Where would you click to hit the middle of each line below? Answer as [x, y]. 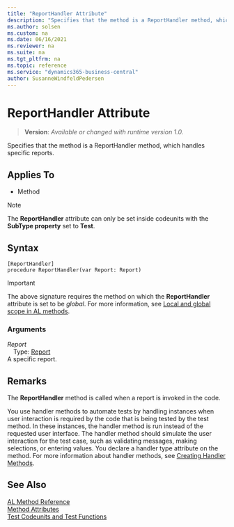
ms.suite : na [26, 53]
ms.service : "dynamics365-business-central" [73, 72]
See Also [27, 485]
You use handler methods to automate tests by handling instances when [111, 411]
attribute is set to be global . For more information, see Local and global [109, 304]
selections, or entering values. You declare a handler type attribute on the [113, 448]
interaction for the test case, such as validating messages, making [102, 441]
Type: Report [32, 352]
